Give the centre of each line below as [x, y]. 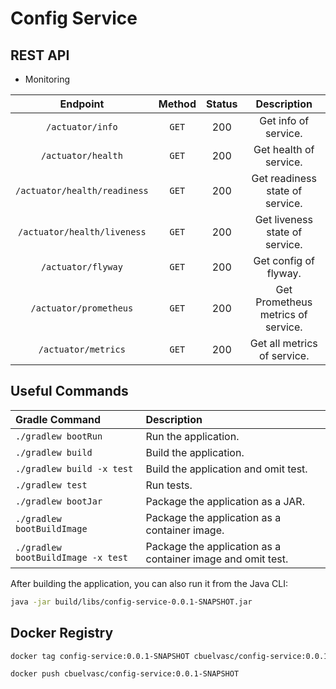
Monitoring [47, 79]
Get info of [284, 120]
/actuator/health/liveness [82, 232]
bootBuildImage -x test [72, 557]
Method [177, 104]
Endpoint [82, 104]
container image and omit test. [217, 559]
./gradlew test [51, 485]
